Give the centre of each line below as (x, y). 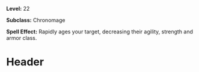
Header (25, 62)
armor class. (22, 38)
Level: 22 (18, 9)
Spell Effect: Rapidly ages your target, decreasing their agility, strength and (100, 32)
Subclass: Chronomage (36, 20)
